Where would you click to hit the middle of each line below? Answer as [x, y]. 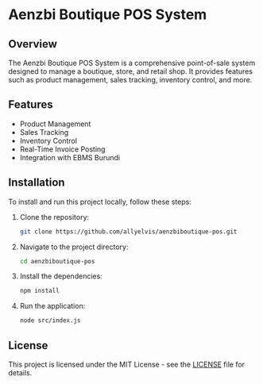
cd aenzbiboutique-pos [57, 261]
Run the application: [52, 306]
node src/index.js [50, 321]
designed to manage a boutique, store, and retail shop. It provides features [130, 71]
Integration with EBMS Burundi [70, 157]
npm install [39, 291]
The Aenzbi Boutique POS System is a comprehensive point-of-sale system [132, 63]
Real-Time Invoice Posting [62, 149]
